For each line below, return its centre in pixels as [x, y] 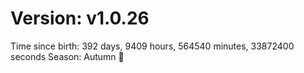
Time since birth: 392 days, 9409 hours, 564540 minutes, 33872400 [152, 46]
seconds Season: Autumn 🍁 [67, 56]
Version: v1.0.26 [80, 18]
